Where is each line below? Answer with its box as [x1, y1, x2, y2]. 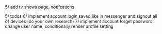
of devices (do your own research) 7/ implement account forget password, [5, 19, 154, 24]
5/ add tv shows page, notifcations [5, 4, 75, 10]
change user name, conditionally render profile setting [5, 23, 113, 29]
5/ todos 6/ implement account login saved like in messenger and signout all [5, 13, 158, 19]
